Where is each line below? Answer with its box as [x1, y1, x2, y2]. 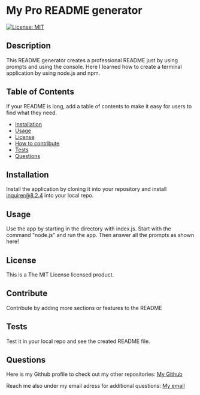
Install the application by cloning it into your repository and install [6, 186, 167, 193]
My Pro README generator [6, 4, 143, 17]
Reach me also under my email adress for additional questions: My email [6, 382, 185, 390]
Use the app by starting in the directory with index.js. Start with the [6, 225, 172, 232]
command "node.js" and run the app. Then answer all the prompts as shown [6, 232, 195, 239]
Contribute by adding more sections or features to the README [6, 304, 163, 311]
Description [6, 41, 51, 51]
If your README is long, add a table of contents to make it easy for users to [6, 102, 192, 110]
